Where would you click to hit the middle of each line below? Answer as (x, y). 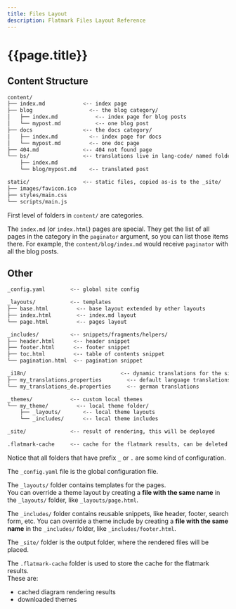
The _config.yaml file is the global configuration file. (83, 471)
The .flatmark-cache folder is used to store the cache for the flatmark (108, 563)
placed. (18, 549)
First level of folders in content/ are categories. (76, 215)
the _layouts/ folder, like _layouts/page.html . (73, 500)
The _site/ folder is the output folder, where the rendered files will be (108, 542)
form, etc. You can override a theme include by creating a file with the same (118, 521)
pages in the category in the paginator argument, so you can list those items (118, 236)
